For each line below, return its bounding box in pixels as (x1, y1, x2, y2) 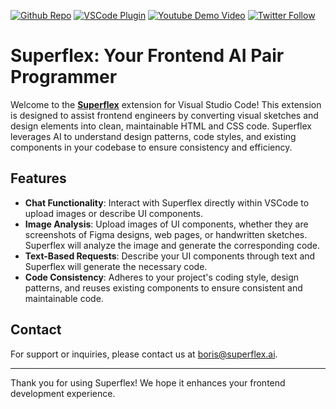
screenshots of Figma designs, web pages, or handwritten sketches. (24, 228, 308, 240)
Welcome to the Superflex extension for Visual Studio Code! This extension (10, 98, 322, 110)
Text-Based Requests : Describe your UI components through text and (24, 250, 316, 262)
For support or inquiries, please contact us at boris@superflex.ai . (10, 348, 278, 360)
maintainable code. (24, 292, 104, 304)
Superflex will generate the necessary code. (24, 260, 208, 272)
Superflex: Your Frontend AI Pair (10, 45, 285, 67)
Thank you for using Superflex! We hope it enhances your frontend (10, 376, 286, 389)
